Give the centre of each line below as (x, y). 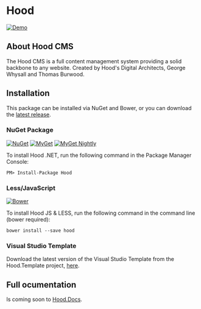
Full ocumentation (41, 284)
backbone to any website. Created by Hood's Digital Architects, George (96, 68)
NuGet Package (30, 130)
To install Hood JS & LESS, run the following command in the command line (101, 213)
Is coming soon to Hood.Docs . (44, 299)
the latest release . (29, 114)
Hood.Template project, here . (43, 266)
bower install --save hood (41, 231)
